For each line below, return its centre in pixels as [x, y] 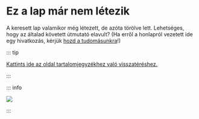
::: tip [13, 52]
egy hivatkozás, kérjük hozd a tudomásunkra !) [64, 40]
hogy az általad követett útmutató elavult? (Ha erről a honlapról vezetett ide [99, 34]
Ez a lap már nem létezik [68, 11]
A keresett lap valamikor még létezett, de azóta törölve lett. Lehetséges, [95, 28]
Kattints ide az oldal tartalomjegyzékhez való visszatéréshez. [82, 64]
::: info [14, 87]
